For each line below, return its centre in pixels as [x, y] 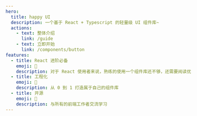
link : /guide [37, 39]
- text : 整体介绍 [36, 33]
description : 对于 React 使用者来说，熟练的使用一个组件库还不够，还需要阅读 [101, 71]
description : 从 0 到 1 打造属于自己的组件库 [67, 88]
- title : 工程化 [29, 77]
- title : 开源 [27, 93]
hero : [12, 11]
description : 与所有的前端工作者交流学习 [62, 104]
